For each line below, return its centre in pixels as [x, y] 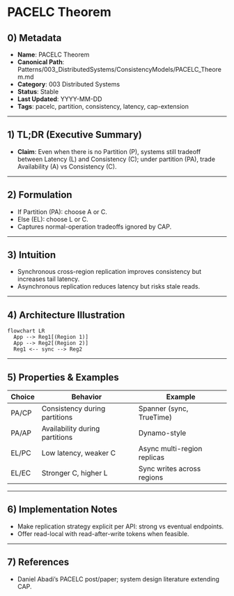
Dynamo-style [162, 433]
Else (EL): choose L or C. [53, 219]
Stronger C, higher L [75, 473]
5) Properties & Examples [63, 377]
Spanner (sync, [163, 408]
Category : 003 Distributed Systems [69, 84]
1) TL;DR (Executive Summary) [75, 135]
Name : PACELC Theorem [53, 54]
